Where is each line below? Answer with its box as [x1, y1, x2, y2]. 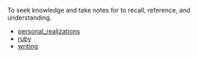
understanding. [7, 13, 52, 22]
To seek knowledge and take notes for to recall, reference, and [7, 6, 191, 14]
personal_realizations [17, 27, 80, 35]
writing [17, 42, 38, 50]
